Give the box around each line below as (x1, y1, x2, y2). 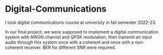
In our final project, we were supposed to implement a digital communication (5, 29, 159, 35)
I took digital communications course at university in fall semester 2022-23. (5, 19, 157, 25)
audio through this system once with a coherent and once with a (5, 39, 134, 45)
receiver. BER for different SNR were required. (24, 44, 116, 50)
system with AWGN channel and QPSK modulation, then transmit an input (5, 34, 152, 40)
